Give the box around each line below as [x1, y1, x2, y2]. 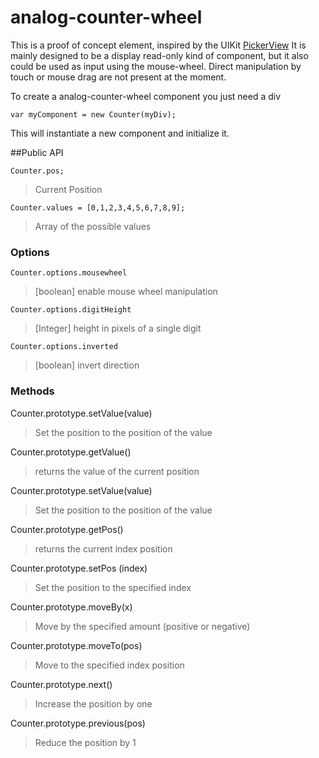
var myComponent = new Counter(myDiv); [10, 109, 177, 120]
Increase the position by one [34, 697, 153, 710]
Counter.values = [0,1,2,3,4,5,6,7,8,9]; [10, 202, 186, 213]
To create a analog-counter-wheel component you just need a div [10, 90, 282, 102]
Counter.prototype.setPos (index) [10, 562, 148, 574]
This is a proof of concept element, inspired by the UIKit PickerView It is [10, 39, 307, 51]
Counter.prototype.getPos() [10, 523, 124, 535]
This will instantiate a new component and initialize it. [10, 127, 230, 139]
